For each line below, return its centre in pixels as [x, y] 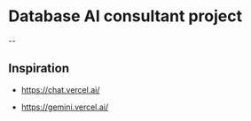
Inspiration [39, 68]
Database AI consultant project [125, 16]
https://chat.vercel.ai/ [60, 89]
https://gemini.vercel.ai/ [65, 107]
